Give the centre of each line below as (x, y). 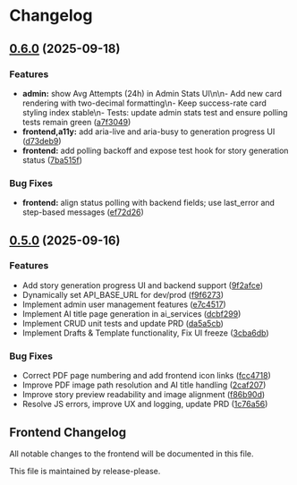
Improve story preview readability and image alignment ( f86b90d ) (144, 395)
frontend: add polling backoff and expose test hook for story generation (155, 150)
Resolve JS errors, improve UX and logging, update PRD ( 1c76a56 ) (145, 404)
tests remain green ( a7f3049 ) (76, 122)
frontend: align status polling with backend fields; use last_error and (148, 203)
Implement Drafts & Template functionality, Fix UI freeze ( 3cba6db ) (146, 333)
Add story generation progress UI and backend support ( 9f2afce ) (143, 285)
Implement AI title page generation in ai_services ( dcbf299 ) (132, 313)
